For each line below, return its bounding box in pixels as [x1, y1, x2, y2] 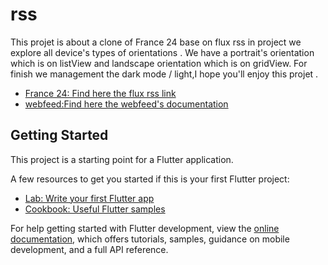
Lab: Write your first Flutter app [24, 192, 155, 204]
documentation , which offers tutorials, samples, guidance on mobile [10, 233, 290, 245]
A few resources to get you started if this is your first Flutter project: [10, 173, 290, 185]
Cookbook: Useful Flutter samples [24, 203, 166, 215]
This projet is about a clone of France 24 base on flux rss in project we [10, 36, 302, 48]
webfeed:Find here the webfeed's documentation [24, 98, 229, 110]
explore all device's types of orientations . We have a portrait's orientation [10, 46, 315, 58]
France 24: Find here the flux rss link [24, 87, 177, 99]
